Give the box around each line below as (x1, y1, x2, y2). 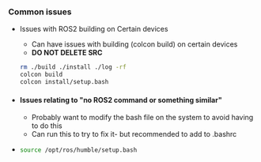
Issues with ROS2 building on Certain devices (19, 24, 168, 34)
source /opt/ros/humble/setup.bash (19, 146, 138, 154)
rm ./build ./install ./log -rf (19, 63, 127, 71)
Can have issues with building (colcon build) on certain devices (31, 40, 238, 49)
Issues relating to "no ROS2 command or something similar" (19, 95, 223, 104)
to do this (31, 121, 62, 130)
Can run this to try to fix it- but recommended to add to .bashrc (31, 130, 237, 139)
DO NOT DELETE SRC (31, 48, 103, 58)
